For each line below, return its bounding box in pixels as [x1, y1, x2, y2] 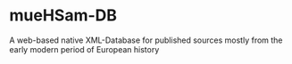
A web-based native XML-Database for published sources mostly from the [9, 35, 283, 45]
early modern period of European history [9, 44, 160, 54]
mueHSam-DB [9, 5, 118, 26]
